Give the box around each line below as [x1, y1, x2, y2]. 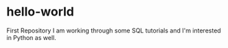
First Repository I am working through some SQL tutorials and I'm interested [6, 26, 221, 34]
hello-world [6, 4, 75, 20]
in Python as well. [6, 33, 56, 41]
